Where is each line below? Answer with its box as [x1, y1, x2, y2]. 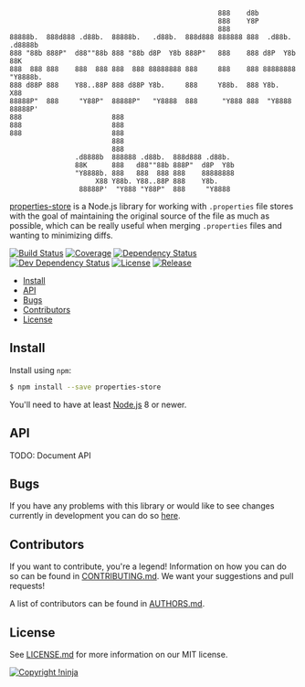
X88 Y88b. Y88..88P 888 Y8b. [95, 177, 219, 186]
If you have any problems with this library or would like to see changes [9, 500, 275, 511]
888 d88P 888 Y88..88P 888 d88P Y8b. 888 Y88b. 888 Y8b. [9, 81, 280, 90]
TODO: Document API [9, 449, 91, 461]
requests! [9, 581, 46, 592]
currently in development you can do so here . [9, 510, 181, 521]
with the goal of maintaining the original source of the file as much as [9, 210, 270, 221]
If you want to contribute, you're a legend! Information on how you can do [9, 561, 288, 572]
